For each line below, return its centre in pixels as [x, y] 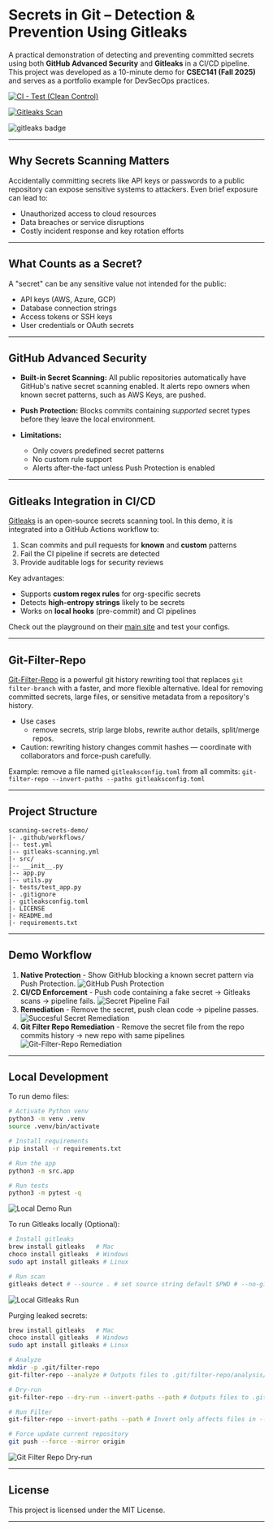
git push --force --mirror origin [67, 1442]
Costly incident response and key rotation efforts [102, 231]
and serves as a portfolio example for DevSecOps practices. [109, 80]
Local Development [58, 1077]
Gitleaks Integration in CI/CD [82, 501]
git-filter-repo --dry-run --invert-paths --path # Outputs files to [129, 1397]
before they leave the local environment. [88, 419]
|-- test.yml [30, 845]
